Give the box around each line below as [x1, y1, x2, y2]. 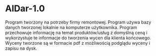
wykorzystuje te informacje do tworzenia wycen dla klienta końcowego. [5, 35, 152, 41]
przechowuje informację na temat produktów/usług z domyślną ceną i [5, 29, 148, 35]
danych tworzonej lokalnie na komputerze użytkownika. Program [5, 24, 137, 30]
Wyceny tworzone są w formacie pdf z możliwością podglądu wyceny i [5, 40, 150, 46]
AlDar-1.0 [5, 3, 45, 14]
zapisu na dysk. [5, 45, 37, 51]
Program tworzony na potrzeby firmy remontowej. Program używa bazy [5, 19, 152, 25]
